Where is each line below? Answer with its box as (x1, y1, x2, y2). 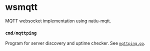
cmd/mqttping (5, 30, 37, 36)
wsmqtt (5, 1, 37, 13)
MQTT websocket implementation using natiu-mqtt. (5, 18, 111, 24)
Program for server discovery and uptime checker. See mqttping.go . (5, 40, 145, 46)
